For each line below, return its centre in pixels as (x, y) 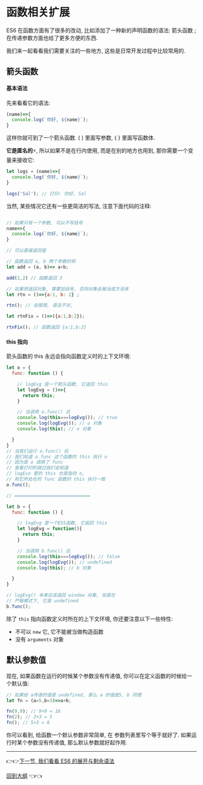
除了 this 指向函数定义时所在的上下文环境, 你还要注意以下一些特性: (90, 619)
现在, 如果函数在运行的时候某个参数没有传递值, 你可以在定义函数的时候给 (97, 676)
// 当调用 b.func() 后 (44, 551)
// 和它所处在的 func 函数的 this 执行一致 (56, 479)
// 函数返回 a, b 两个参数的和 (41, 262)
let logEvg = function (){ (50, 529)
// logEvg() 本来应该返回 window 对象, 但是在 (61, 595)
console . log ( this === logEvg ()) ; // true (67, 418)
